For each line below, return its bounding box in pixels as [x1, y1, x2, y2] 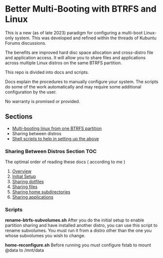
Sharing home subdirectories [12, 189, 71, 195]
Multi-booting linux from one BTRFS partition [12, 125, 102, 131]
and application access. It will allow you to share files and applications [5, 54, 146, 60]
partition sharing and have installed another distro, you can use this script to [5, 223, 158, 228]
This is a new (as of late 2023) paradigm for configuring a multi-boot [5, 30, 143, 35]
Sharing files [12, 184, 38, 190]
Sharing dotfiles [12, 179, 44, 185]
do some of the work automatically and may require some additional [5, 84, 142, 89]
